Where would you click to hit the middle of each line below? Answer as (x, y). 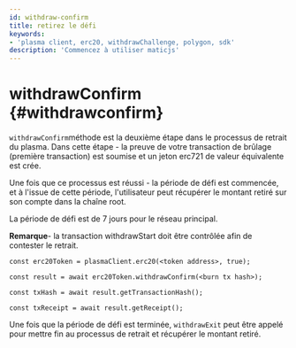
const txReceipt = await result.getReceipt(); (96, 308)
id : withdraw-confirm (49, 17)
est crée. (25, 166)
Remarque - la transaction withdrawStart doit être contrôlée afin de (131, 236)
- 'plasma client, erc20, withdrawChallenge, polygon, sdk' (122, 42)
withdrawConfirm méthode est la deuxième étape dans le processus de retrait (148, 137)
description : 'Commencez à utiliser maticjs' (94, 50)
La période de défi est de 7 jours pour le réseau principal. (114, 219)
